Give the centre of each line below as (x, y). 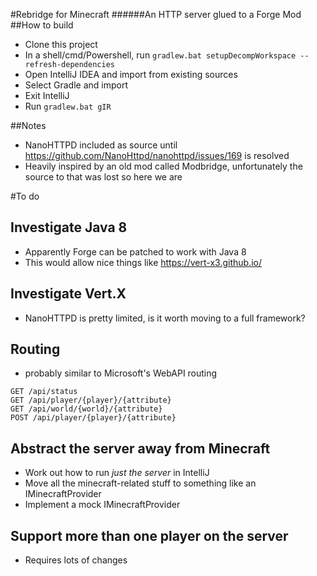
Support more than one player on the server (149, 535)
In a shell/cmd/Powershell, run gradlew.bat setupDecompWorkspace (160, 55)
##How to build (42, 25)
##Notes (28, 125)
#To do (25, 196)
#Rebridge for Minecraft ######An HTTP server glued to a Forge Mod (156, 14)
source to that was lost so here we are (103, 177)
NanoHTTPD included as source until (101, 145)
